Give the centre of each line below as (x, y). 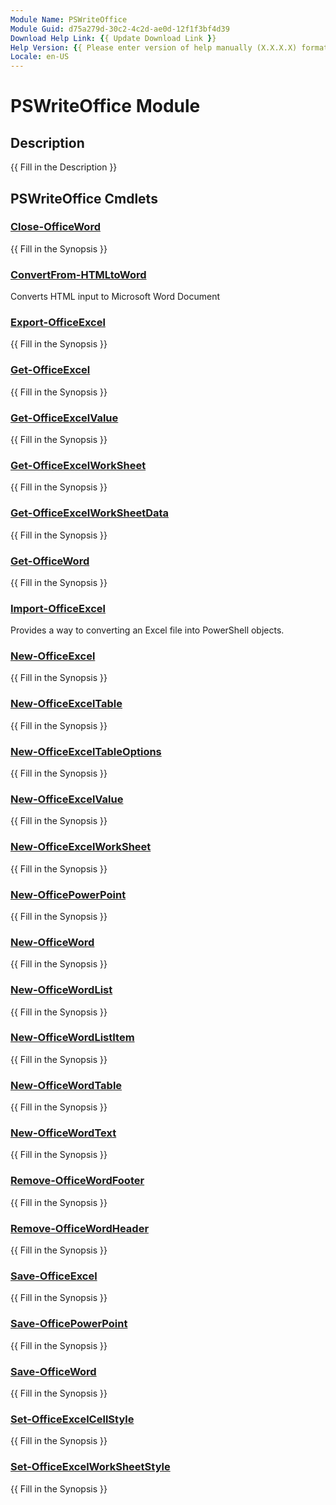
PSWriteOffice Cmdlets (84, 198)
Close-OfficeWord (55, 227)
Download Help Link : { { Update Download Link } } (113, 38)
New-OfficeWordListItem (72, 1038)
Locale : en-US (40, 57)
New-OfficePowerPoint (68, 894)
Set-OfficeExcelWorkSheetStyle (90, 1467)
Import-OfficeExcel (58, 608)
